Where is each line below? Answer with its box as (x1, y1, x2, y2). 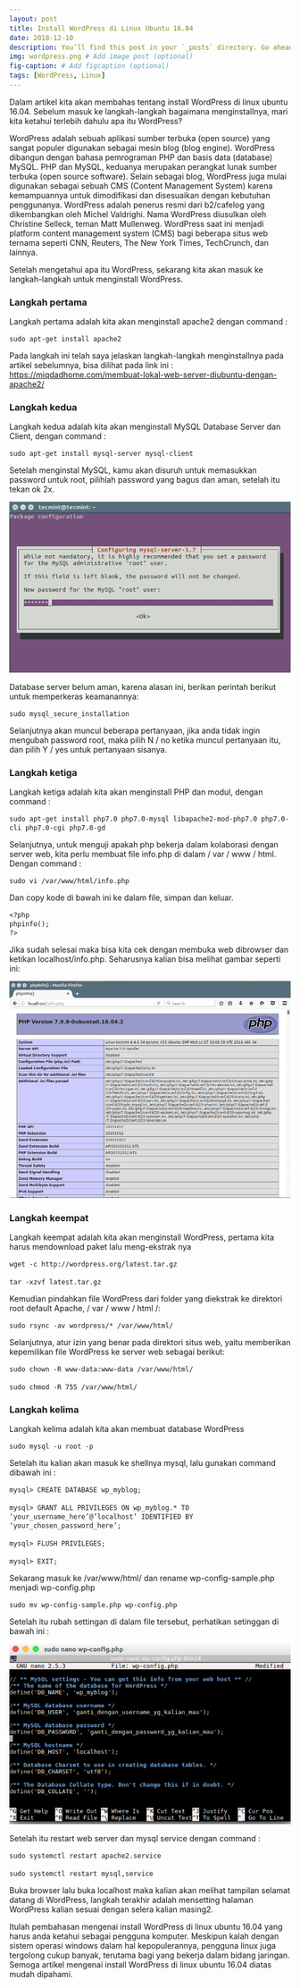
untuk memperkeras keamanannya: (9, 691, 139, 702)
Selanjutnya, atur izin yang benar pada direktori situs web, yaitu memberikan (9, 1336, 291, 1347)
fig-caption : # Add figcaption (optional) (9, 62, 170, 71)
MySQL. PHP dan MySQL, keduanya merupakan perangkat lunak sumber (9, 161, 278, 172)
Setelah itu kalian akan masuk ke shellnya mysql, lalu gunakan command (9, 1458, 277, 1469)
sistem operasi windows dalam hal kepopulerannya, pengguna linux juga (9, 1941, 277, 1951)
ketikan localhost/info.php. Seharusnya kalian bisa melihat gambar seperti (9, 954, 281, 965)
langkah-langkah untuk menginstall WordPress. (9, 274, 183, 284)
